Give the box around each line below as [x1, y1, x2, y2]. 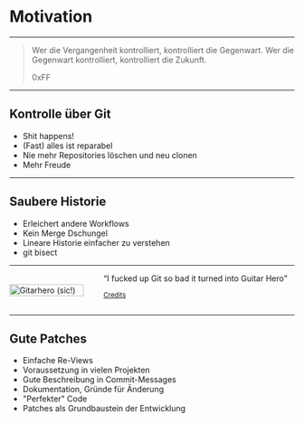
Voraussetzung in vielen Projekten [22, 364, 151, 376]
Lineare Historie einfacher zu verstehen [22, 237, 170, 248]
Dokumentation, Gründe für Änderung [22, 384, 165, 395]
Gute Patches [9, 331, 88, 346]
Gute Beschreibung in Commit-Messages [22, 374, 176, 385]
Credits [103, 290, 127, 299]
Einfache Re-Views [22, 355, 93, 366]
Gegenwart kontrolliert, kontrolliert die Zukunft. [31, 54, 207, 65]
